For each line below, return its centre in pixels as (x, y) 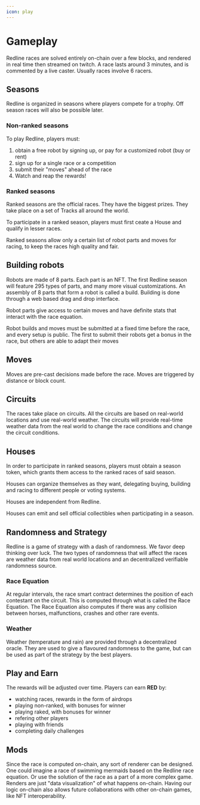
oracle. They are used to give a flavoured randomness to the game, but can (99, 648)
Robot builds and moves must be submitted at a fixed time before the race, (98, 328)
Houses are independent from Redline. (54, 502)
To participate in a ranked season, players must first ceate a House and (94, 222)
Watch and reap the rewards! (50, 176)
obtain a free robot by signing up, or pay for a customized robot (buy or (103, 150)
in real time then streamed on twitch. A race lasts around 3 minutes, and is (98, 64)
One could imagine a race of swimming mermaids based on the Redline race (100, 771)
